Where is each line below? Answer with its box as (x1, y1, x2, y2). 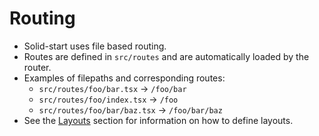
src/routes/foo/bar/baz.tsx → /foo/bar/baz (38, 103, 223, 116)
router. (23, 61, 52, 73)
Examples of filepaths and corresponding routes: (23, 72, 226, 84)
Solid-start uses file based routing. (23, 40, 167, 52)
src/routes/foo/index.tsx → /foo (38, 93, 179, 105)
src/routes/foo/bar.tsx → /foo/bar (38, 82, 187, 94)
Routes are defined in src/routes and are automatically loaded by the (23, 50, 310, 62)
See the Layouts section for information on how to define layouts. (23, 114, 294, 126)
